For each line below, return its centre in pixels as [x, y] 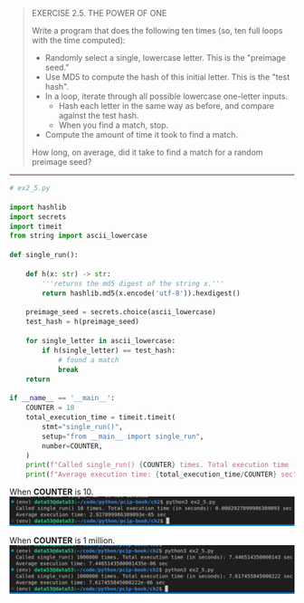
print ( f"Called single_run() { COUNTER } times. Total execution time [157, 465]
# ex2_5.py [30, 188]
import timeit [36, 226]
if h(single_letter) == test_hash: [109, 350]
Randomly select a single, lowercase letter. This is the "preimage [166, 57]
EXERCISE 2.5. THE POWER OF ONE [99, 13]
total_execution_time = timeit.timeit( [101, 417]
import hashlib [38, 207]
